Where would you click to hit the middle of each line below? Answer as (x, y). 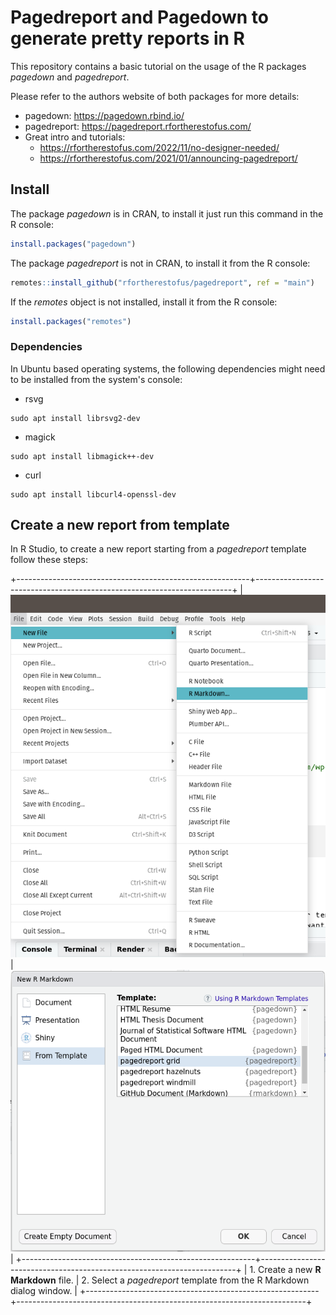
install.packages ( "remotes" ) (71, 321)
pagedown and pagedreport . (70, 77)
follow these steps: (49, 560)
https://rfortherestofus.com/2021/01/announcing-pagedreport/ (168, 158)
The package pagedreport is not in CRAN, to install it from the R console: (160, 263)
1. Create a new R (285, 1270)
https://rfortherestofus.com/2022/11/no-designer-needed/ (159, 147)
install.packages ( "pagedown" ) (73, 244)
